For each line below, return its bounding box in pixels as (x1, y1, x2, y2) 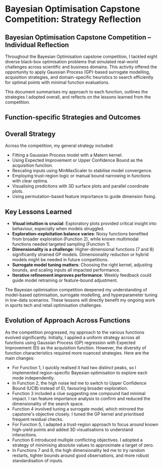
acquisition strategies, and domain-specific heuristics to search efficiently (5, 74, 154, 80)
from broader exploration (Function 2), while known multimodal (12, 236, 139, 242)
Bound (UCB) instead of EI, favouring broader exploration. (12, 385, 128, 391)
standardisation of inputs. (12, 457, 64, 463)
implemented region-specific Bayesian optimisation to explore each (12, 370, 147, 376)
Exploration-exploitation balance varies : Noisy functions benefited (12, 231, 148, 237)
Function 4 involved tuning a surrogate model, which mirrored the (12, 406, 144, 412)
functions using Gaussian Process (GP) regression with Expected (5, 340, 136, 345)
